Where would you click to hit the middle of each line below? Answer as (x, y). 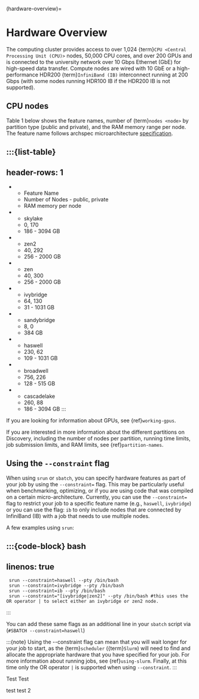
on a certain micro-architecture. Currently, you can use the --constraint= (97, 497)
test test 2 (19, 690)
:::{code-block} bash (46, 546)
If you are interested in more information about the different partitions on (96, 432)
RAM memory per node (53, 206)
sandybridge (39, 320)
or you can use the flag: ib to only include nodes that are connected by (94, 510)
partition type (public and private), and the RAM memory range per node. (96, 127)
